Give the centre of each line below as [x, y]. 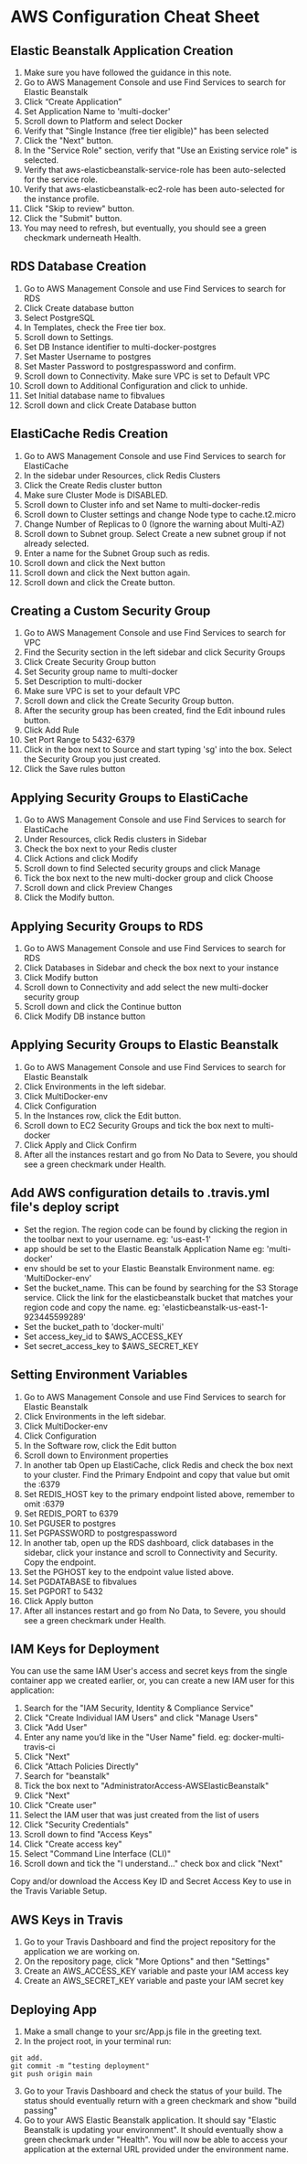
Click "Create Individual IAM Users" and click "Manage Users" [141, 1718]
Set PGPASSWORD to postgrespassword [100, 1533]
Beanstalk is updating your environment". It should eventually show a [153, 2129]
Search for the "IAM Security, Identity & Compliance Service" [138, 1709]
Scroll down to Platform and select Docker [103, 121]
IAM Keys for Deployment [85, 1649]
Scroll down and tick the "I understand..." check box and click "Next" [153, 1864]
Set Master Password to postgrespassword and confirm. [130, 366]
